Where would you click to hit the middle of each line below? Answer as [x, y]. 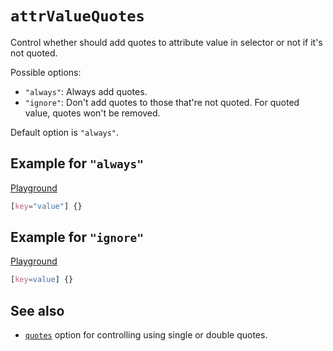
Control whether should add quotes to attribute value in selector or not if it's [166, 42]
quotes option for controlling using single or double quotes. [146, 335]
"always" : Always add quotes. [86, 91]
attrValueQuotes [77, 16]
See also [37, 310]
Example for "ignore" [77, 237]
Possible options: [46, 72]
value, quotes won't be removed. [92, 113]
